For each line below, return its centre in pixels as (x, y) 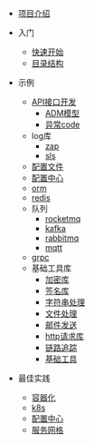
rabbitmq (62, 238)
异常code (62, 124)
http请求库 (64, 336)
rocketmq (63, 219)
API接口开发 (54, 102)
